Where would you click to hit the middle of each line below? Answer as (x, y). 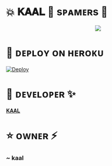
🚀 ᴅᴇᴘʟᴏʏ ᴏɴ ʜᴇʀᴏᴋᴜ (55, 53)
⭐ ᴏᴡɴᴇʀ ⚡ (32, 136)
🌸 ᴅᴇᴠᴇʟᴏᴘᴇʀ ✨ (41, 94)
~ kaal (15, 158)
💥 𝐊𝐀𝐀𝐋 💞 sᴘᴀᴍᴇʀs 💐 (57, 12)
